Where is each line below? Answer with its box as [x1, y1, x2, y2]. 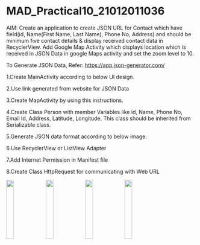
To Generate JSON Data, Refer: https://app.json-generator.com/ [6, 62, 165, 69]
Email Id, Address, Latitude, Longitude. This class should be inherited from [6, 115, 191, 122]
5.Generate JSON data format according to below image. [6, 133, 148, 140]
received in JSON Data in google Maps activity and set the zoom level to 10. [6, 49, 194, 57]
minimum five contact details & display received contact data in [6, 37, 164, 44]
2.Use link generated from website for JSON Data [6, 84, 130, 92]
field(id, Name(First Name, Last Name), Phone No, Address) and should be [6, 30, 192, 37]
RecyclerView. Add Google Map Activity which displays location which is [6, 43, 187, 51]
